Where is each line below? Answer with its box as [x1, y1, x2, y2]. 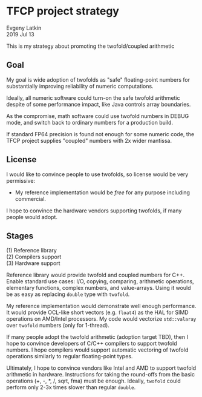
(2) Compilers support [6, 253, 62, 261]
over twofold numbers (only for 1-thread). [6, 322, 110, 329]
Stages [6, 231, 34, 241]
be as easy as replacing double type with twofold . [6, 290, 130, 298]
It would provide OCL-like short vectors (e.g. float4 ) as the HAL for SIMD [6, 309, 189, 316]
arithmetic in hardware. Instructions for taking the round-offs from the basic [6, 371, 195, 378]
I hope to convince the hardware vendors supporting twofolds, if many [6, 207, 182, 214]
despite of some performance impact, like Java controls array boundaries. [6, 100, 191, 108]
